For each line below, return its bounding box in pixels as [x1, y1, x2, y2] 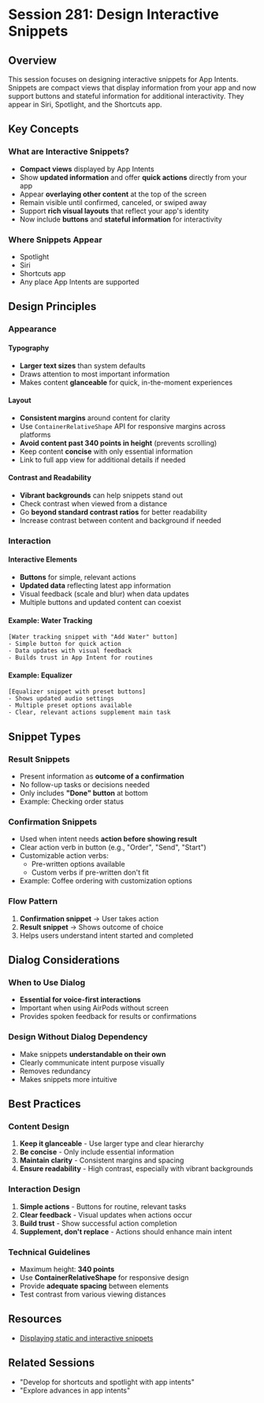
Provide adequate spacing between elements [19, 1281, 169, 1290]
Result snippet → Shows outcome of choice [19, 922, 164, 931]
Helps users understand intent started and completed [19, 931, 194, 940]
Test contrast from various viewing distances [19, 1289, 166, 1299]
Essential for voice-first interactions [19, 995, 141, 1005]
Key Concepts [8, 122, 79, 136]
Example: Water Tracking [8, 615, 93, 625]
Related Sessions [8, 1356, 95, 1370]
